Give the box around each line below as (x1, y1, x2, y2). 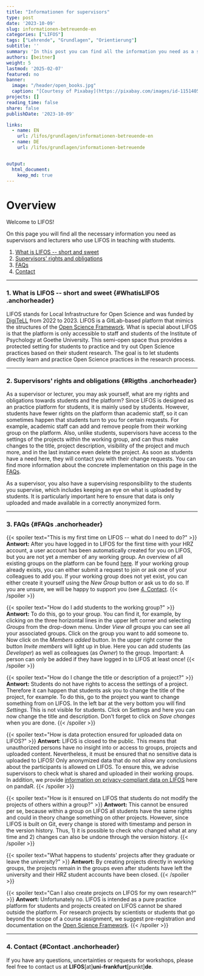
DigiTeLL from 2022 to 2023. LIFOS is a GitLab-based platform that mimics (6, 317, 194, 324)
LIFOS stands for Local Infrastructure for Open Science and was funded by (6, 310, 194, 317)
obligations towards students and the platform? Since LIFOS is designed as (6, 396, 194, 404)
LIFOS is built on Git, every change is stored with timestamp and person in (6, 820, 192, 828)
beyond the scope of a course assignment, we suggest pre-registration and (6, 915, 195, 922)
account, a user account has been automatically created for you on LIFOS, (6, 547, 192, 554)
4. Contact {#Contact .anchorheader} (6, 943, 120, 951)
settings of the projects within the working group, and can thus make (6, 435, 179, 443)
